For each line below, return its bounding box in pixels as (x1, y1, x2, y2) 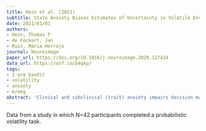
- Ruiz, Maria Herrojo (6, 43, 64, 50)
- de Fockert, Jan (6, 37, 53, 43)
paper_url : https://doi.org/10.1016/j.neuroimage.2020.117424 (6, 54, 169, 61)
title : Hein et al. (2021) (6, 9, 75, 15)
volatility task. (6, 118, 42, 125)
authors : (6, 26, 29, 32)
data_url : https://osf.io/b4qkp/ (6, 60, 92, 66)
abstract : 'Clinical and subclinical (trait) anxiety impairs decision (6, 94, 193, 100)
